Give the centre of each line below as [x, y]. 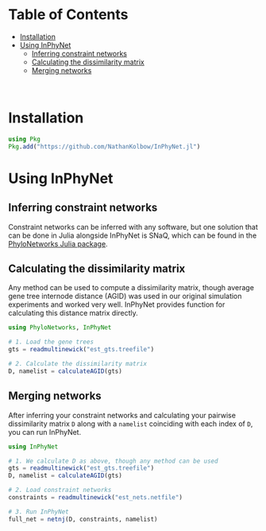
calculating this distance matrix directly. [73, 313]
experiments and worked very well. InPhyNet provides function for [117, 304]
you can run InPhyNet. [45, 432]
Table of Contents [68, 15]
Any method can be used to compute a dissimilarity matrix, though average [131, 288]
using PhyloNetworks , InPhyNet [60, 328]
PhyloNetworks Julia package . [58, 243]
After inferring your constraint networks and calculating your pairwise [122, 415]
